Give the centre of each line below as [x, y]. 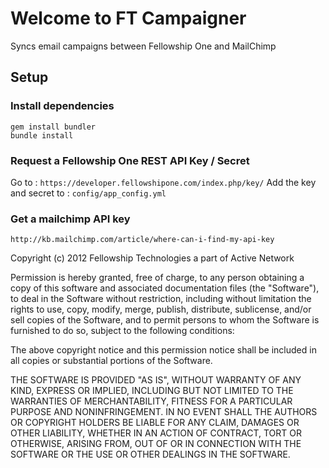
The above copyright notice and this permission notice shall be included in [163, 350]
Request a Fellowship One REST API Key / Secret [130, 160]
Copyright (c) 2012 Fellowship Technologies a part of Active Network [152, 258]
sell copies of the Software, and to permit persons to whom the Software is [165, 320]
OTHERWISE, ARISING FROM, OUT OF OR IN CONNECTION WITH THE [156, 444]
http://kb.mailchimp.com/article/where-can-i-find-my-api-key [142, 240]
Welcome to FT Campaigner [128, 18]
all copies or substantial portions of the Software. [111, 361]
